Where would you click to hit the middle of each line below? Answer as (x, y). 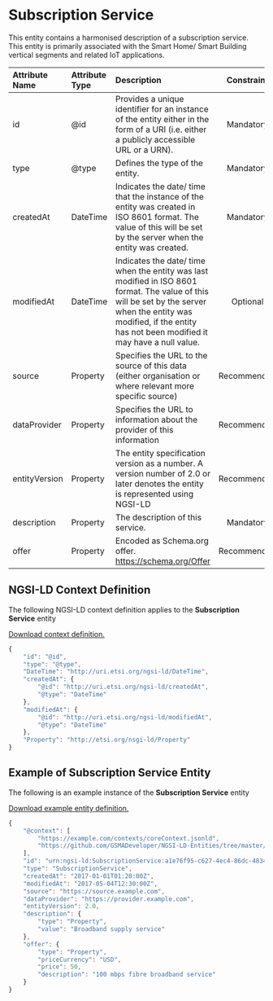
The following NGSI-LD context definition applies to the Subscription (124, 609)
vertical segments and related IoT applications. (87, 55)
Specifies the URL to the (161, 355)
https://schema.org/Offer (163, 561)
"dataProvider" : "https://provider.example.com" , (109, 899)
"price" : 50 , (60, 967)
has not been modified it (162, 331)
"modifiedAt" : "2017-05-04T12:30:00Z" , (91, 884)
